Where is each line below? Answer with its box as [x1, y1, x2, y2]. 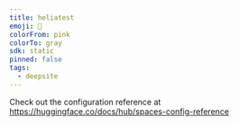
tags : [9, 64, 30, 73]
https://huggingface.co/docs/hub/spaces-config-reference [9, 105, 230, 117]
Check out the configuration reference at [9, 96, 161, 107]
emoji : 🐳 [9, 22, 42, 31]
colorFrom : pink [9, 30, 70, 39]
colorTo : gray [9, 38, 63, 48]
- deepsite [17, 72, 59, 81]
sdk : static [9, 47, 54, 56]
